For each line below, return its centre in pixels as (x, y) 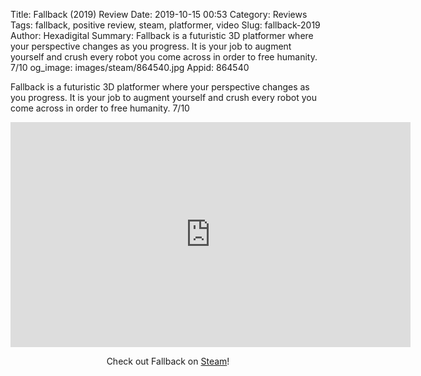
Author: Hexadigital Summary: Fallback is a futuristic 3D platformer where (162, 35)
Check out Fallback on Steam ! (168, 361)
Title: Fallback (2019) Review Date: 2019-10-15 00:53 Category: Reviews (159, 14)
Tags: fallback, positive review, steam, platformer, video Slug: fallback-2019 (165, 25)
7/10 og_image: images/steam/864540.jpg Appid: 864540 (130, 67)
